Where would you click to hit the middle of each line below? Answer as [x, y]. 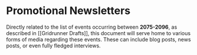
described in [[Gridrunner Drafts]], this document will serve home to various [98, 33]
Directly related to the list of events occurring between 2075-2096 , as [92, 27]
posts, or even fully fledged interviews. [54, 46]
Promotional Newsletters [68, 11]
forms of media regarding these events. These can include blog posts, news [98, 39]
